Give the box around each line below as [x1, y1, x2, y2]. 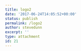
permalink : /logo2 [5, 20, 42, 26]
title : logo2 [5, 7, 32, 12]
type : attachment [5, 34, 40, 39]
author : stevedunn [5, 25, 42, 30]
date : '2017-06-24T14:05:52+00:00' [5, 12, 77, 17]
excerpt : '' [5, 30, 29, 34]
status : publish [5, 16, 38, 21]
